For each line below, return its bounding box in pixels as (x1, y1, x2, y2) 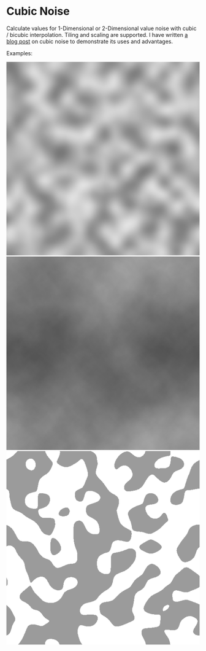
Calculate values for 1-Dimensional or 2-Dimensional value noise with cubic (6, 25, 197, 32)
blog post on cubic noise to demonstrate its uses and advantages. (6, 37, 174, 45)
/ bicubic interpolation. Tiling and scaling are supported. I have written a (6, 31, 188, 38)
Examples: (6, 49, 32, 57)
